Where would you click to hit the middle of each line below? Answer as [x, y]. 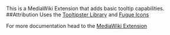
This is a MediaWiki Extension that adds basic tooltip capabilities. [85, 8]
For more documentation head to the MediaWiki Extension [77, 26]
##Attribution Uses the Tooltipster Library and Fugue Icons [78, 15]
